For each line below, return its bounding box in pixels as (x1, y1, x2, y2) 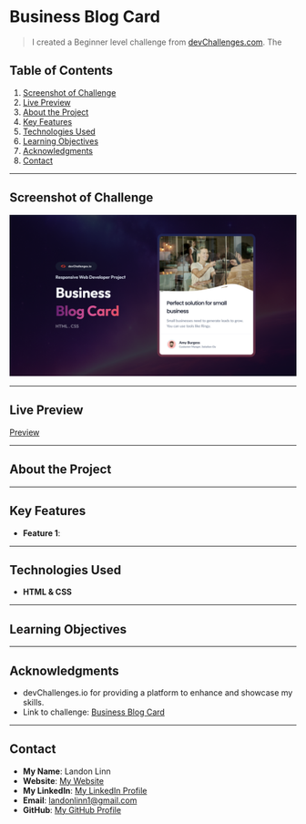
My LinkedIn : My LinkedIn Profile (22, 785, 148, 796)
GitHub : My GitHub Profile (22, 804, 121, 815)
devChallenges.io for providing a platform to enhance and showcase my (22, 686, 293, 698)
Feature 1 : (22, 527, 61, 539)
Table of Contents (9, 63, 114, 78)
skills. (22, 696, 45, 707)
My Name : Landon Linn (22, 766, 111, 777)
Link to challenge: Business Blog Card (22, 706, 166, 717)
